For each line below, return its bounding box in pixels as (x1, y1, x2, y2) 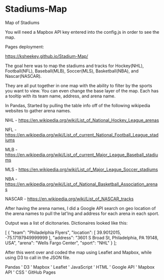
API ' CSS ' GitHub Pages (5, 269, 56, 275)
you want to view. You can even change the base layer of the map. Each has (5, 88, 159, 93)
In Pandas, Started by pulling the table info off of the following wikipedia (5, 102, 150, 108)
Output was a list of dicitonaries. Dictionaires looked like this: (5, 220, 128, 226)
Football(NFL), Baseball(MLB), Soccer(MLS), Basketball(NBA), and (5, 68, 139, 74)
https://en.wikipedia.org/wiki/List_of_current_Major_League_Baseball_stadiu (5, 152, 158, 158)
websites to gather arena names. (5, 108, 71, 114)
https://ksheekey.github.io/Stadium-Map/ (5, 53, 88, 59)
